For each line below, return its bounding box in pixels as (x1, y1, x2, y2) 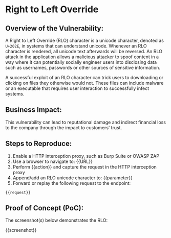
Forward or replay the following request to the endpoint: (12, 180, 131, 186)
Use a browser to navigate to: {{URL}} (12, 158, 93, 164)
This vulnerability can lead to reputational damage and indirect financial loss (5, 119, 166, 125)
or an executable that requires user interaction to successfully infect (5, 85, 149, 91)
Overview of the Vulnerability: (5, 24, 104, 33)
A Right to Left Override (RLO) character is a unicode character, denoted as (5, 37, 164, 43)
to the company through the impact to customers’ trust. (5, 124, 122, 131)
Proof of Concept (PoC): (5, 204, 83, 212)
